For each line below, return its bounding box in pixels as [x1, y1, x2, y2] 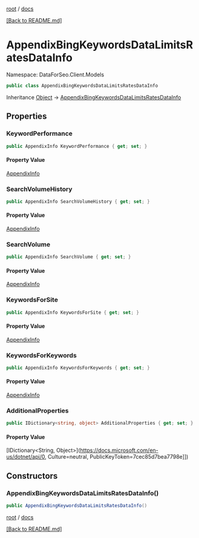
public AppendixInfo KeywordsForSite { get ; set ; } [6, 309, 139, 316]
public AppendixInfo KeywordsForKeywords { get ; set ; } [6, 365, 150, 371]
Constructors [6, 471, 58, 481]
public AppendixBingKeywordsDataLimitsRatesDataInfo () [6, 503, 148, 509]
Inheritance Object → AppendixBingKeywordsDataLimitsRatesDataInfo [6, 93, 181, 101]
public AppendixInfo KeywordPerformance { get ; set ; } [6, 143, 148, 149]
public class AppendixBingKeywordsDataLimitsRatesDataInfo [6, 82, 158, 88]
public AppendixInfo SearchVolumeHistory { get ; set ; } [6, 198, 150, 205]
